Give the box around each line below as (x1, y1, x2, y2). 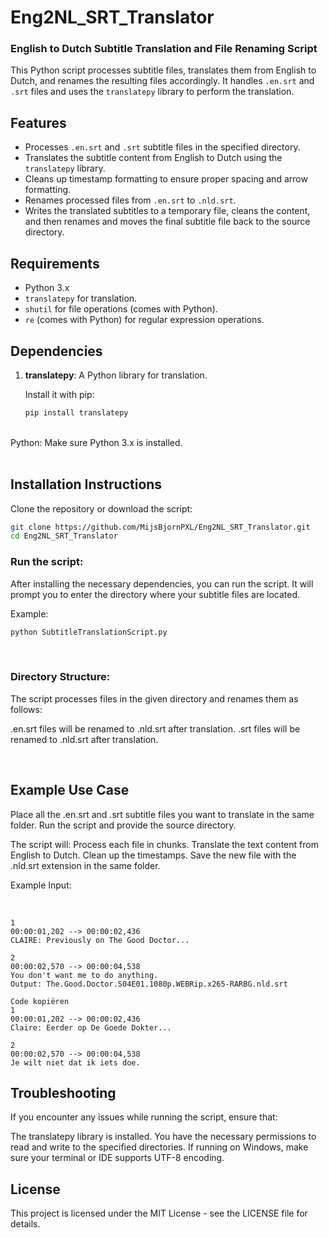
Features (10, 114, 67, 131)
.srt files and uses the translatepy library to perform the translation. (10, 86, 295, 98)
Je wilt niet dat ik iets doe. (10, 1057, 141, 1068)
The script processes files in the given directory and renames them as (10, 692, 299, 705)
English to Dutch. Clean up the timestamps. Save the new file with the (10, 849, 297, 861)
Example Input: (10, 879, 72, 891)
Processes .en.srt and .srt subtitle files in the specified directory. (24, 141, 301, 153)
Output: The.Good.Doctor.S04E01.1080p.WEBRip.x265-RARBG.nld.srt (10, 979, 288, 989)
